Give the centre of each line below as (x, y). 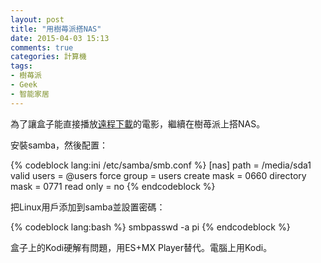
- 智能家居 (30, 94)
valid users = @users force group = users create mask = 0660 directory (158, 175)
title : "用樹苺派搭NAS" (56, 29)
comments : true (42, 47)
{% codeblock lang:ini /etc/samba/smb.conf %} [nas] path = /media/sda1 (161, 165)
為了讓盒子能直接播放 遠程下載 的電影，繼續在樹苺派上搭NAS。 (138, 123)
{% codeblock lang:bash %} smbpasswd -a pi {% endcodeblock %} (150, 227)
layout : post (37, 19)
